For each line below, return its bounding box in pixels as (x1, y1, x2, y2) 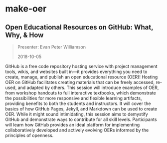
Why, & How (5, 30, 44, 39)
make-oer (5, 3, 47, 14)
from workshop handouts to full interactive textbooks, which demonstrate (5, 90, 156, 95)
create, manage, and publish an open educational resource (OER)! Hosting (5, 74, 158, 80)
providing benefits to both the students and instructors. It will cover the (5, 100, 151, 106)
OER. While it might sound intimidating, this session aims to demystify (5, 111, 148, 117)
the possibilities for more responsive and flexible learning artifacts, (5, 95, 142, 101)
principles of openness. (5, 132, 54, 138)
